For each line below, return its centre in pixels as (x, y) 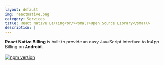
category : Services (25, 19)
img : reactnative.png (27, 14)
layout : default (22, 10)
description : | (21, 28)
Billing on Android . (24, 47)
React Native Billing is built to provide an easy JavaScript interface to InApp (82, 42)
